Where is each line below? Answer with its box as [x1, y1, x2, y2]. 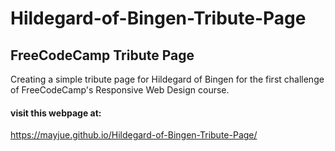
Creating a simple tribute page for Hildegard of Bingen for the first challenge [10, 73, 325, 85]
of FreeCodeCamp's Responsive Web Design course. [10, 84, 230, 96]
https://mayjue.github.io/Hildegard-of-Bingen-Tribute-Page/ [10, 129, 258, 141]
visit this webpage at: [10, 107, 102, 119]
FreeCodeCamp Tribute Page [10, 47, 195, 64]
